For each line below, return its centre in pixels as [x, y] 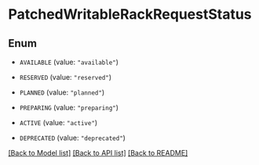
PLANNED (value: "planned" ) [62, 92]
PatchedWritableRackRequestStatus [130, 14]
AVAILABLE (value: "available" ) [69, 62]
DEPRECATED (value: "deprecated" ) [72, 138]
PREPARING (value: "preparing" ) [69, 108]
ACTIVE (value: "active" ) [58, 122]
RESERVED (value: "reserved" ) [66, 77]
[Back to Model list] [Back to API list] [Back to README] [98, 153]
